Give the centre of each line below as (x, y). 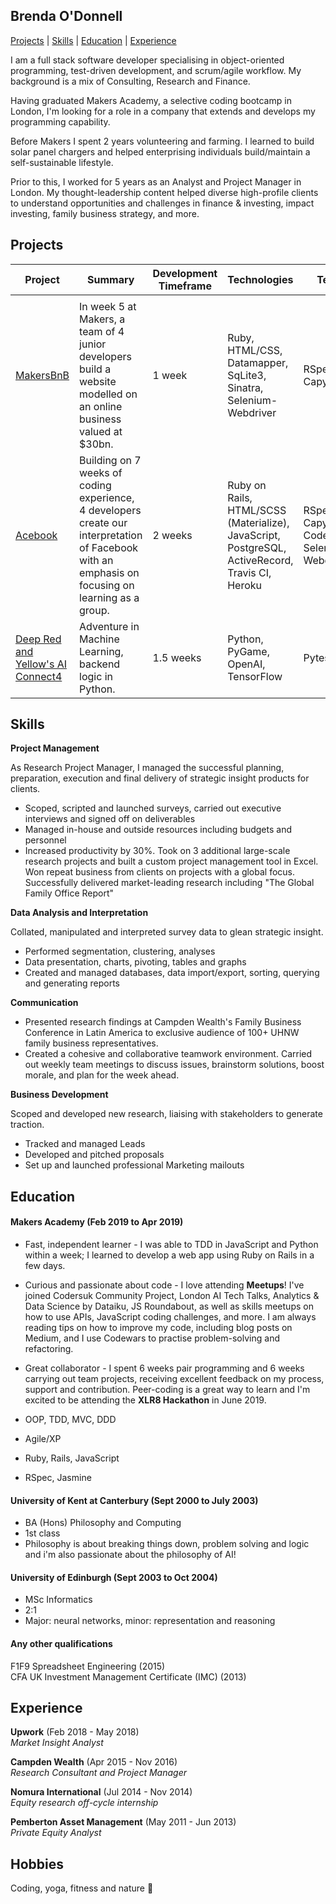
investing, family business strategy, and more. (105, 213)
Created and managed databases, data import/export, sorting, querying (172, 973)
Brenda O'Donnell (66, 16)
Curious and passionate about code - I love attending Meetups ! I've (164, 1285)
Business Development (59, 1095)
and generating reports (72, 983)
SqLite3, (247, 375)
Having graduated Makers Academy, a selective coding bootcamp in (151, 100)
